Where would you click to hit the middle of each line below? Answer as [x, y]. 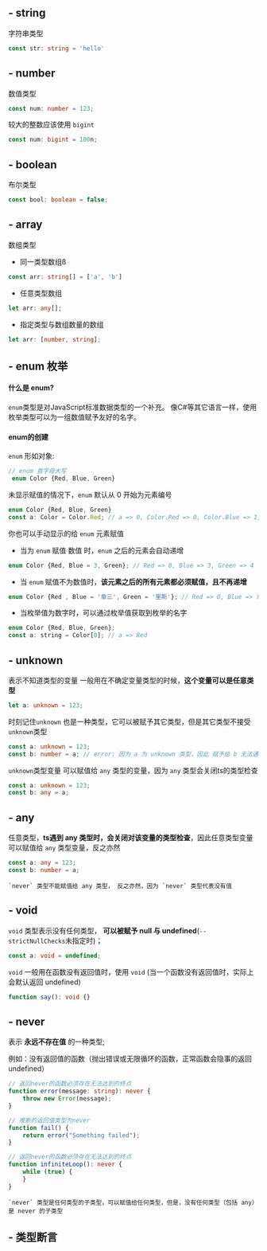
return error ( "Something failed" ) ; [81, 1135]
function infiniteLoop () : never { [66, 1165]
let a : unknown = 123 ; [46, 705]
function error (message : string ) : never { [79, 1091]
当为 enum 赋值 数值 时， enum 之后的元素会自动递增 [102, 550]
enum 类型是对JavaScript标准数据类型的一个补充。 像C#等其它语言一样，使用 [132, 407]
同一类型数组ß [43, 261]
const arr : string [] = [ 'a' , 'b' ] [66, 277]
